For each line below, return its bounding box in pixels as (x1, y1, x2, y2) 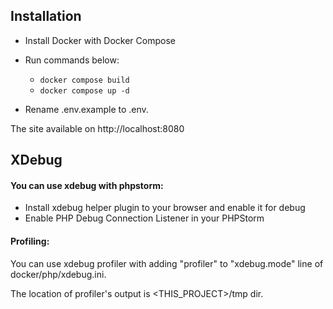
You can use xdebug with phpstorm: (10, 179, 164, 191)
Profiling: (10, 235, 50, 247)
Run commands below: (24, 54, 120, 66)
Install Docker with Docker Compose (24, 34, 176, 46)
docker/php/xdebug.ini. (10, 268, 107, 280)
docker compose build (39, 75, 130, 85)
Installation (10, 8, 82, 25)
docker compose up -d (39, 85, 130, 96)
